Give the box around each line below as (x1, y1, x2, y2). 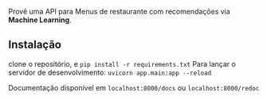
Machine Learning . (8, 15, 72, 25)
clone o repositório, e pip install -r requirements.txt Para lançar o (8, 59, 237, 68)
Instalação (8, 38, 62, 52)
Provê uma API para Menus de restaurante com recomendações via (8, 7, 231, 16)
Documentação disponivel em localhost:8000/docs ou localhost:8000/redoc (8, 83, 260, 92)
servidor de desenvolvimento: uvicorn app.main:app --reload (8, 67, 212, 77)
